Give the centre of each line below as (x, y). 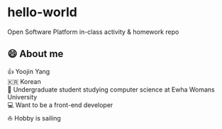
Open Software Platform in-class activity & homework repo (93, 32)
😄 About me (35, 54)
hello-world (43, 12)
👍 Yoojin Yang (29, 71)
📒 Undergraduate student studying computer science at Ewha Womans (111, 90)
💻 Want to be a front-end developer (60, 105)
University (22, 97)
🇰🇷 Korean (24, 81)
